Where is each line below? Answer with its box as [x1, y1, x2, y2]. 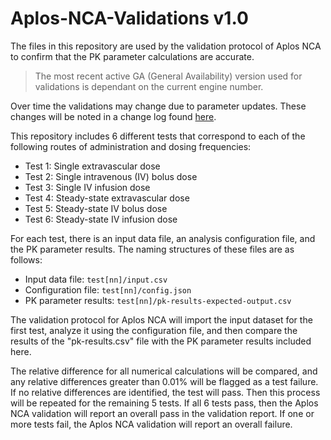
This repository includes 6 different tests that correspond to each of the [10, 130, 306, 142]
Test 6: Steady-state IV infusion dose [24, 213, 178, 225]
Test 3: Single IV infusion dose [24, 181, 151, 193]
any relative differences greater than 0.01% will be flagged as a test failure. [10, 375, 319, 387]
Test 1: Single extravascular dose [24, 160, 161, 172]
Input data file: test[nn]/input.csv [24, 273, 168, 285]
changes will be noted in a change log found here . [10, 110, 217, 122]
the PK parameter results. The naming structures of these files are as [10, 243, 295, 255]
